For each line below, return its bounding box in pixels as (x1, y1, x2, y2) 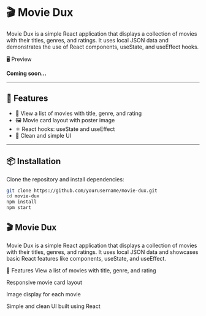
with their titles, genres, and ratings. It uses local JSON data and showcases (6, 248, 199, 256)
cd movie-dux (6, 193, 40, 199)
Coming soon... (6, 69, 47, 77)
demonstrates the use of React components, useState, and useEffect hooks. (6, 43, 199, 50)
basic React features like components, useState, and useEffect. (6, 255, 167, 262)
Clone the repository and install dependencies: (6, 175, 124, 183)
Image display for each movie (6, 290, 81, 298)
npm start (6, 205, 32, 211)
